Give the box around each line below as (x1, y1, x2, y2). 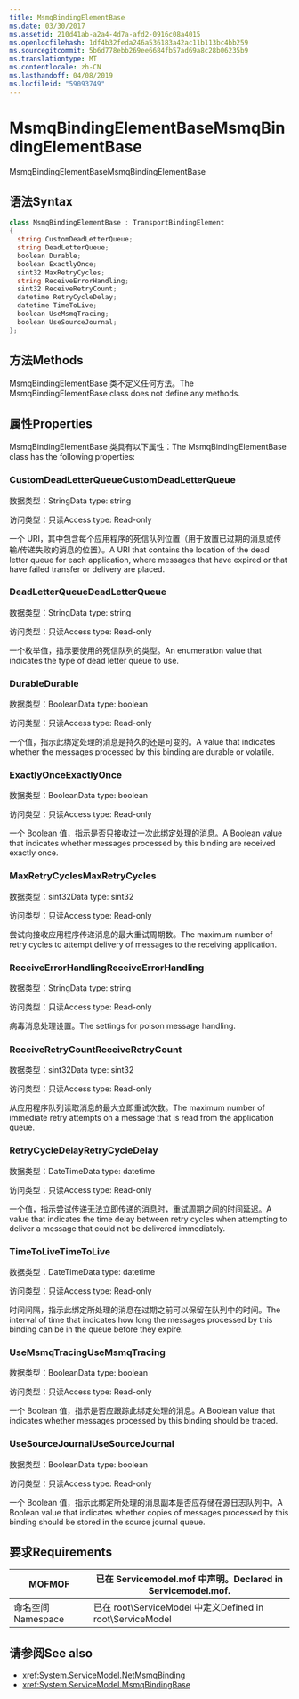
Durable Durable (9, 677, 79, 690)
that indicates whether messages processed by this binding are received (9, 838, 276, 849)
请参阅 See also (9, 1646, 93, 1661)
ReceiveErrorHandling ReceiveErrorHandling (9, 961, 205, 974)
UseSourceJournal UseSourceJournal (9, 1438, 175, 1450)
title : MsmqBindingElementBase (9, 12, 125, 22)
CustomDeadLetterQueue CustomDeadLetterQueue (9, 474, 236, 486)
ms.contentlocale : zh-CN (9, 63, 101, 72)
